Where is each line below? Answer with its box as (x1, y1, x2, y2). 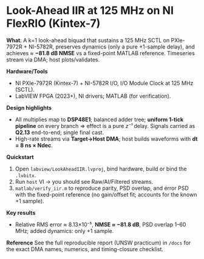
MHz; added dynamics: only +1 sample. (15, 227, 114, 234)
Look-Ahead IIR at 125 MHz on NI (6, 4, 174, 18)
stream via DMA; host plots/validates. (6, 56, 100, 63)
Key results (6, 209, 36, 216)
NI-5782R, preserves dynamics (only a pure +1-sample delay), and (28, 43, 195, 50)
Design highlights (6, 104, 52, 111)
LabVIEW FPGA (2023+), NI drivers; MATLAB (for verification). (15, 92, 171, 99)
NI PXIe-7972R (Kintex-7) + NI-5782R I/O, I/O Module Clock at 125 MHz (15, 79, 194, 87)
